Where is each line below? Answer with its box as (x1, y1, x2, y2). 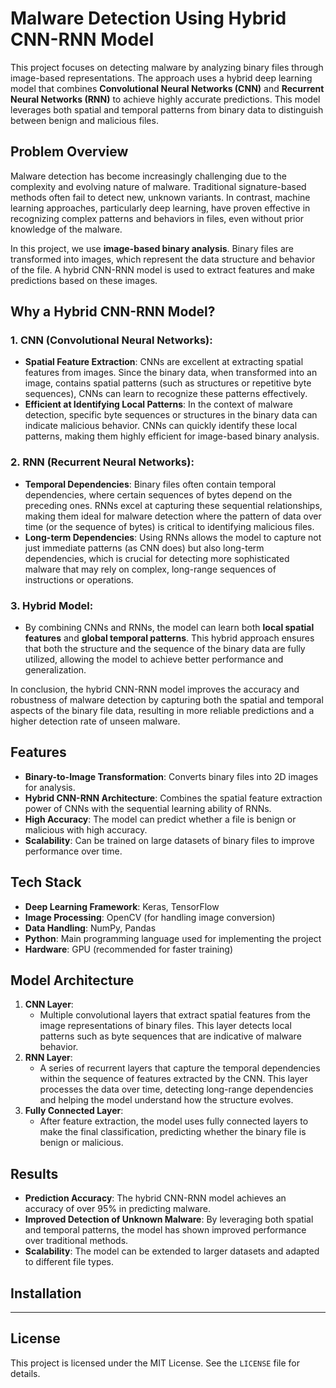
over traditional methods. (24, 1235, 129, 1247)
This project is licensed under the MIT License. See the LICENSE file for (10, 1357, 300, 1369)
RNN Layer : (24, 1052, 73, 1064)
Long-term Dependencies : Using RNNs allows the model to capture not (24, 531, 322, 543)
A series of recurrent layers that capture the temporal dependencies (39, 1062, 321, 1074)
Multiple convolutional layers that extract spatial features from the (39, 1009, 311, 1021)
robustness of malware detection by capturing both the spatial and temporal (10, 694, 324, 706)
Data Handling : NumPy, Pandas (24, 922, 157, 934)
